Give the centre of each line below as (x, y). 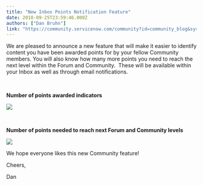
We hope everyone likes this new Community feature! (73, 153)
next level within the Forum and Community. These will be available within (99, 66)
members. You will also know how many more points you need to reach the (100, 59)
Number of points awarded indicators (54, 95)
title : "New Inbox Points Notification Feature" (69, 12)
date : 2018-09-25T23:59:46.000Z (47, 18)
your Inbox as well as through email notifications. (67, 72)
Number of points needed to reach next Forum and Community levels (95, 130)
